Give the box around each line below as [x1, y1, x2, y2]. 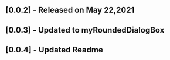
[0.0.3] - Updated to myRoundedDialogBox [5, 25, 165, 35]
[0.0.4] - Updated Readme [5, 45, 103, 55]
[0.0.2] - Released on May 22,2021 [5, 5, 135, 15]
